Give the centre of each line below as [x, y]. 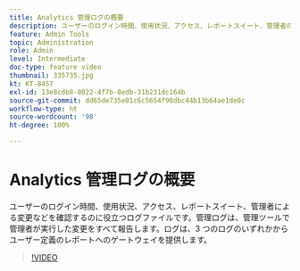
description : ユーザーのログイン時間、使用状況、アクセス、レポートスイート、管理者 [148, 26]
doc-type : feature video [55, 68]
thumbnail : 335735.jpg [51, 76]
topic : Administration [51, 42]
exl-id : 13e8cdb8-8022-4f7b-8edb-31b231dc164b [97, 92]
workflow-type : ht [43, 109]
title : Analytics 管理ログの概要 [67, 17]
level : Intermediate [48, 59]
